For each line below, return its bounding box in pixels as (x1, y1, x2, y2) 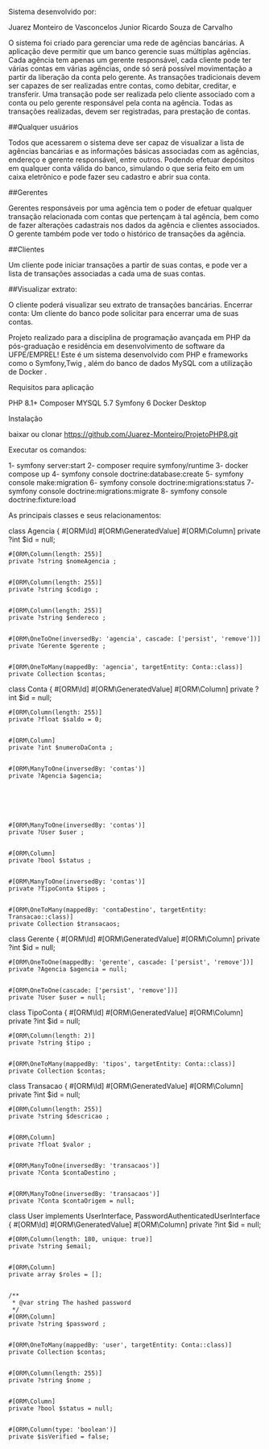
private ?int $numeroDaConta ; (8, 744, 114, 752)
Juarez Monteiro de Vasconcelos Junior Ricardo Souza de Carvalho (8, 23, 234, 31)
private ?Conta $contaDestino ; (8, 1169, 117, 1177)
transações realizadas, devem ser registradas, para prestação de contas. (8, 106, 251, 116)
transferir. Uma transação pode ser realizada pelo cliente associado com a (8, 89, 255, 99)
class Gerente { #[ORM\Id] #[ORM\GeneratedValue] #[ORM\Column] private (8, 934, 260, 944)
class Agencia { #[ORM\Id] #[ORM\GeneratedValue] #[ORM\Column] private (8, 526, 261, 535)
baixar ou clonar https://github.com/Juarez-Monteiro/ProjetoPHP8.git (8, 430, 238, 438)
